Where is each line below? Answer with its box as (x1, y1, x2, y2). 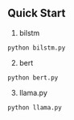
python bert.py (7, 73, 59, 82)
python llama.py (7, 103, 62, 112)
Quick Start (7, 6, 66, 20)
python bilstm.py (7, 44, 66, 52)
